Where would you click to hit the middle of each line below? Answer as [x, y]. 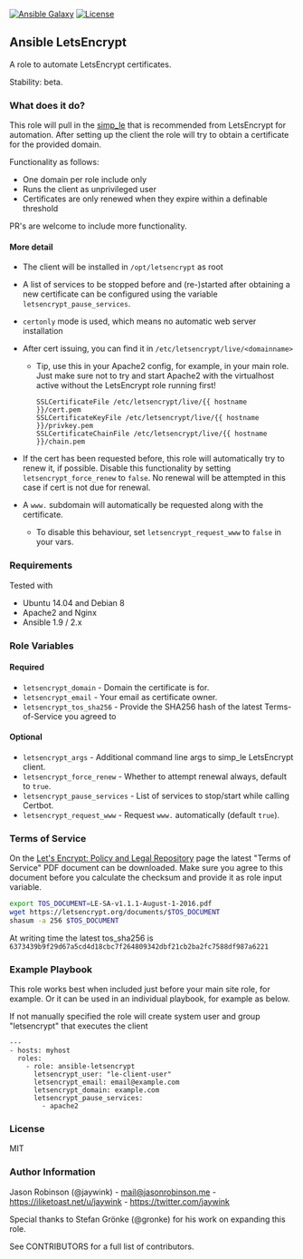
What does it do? [47, 105]
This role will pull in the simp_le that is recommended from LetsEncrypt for [148, 125]
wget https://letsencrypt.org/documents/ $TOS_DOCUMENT [115, 913]
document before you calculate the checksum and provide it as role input [146, 878]
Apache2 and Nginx [60, 612]
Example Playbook [51, 969]
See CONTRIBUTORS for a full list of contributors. [102, 1246]
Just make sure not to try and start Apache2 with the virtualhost [155, 376]
